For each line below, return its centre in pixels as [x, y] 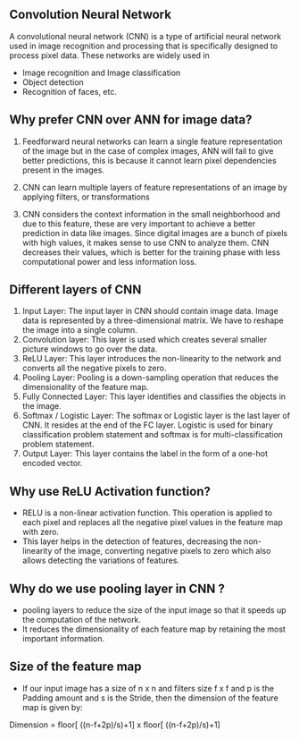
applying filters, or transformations [86, 197]
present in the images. [63, 170]
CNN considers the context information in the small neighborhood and [151, 214]
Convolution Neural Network [91, 15]
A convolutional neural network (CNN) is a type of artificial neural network [145, 36]
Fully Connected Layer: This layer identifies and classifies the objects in [154, 396]
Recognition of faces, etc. [70, 91]
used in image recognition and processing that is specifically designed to [144, 46]
